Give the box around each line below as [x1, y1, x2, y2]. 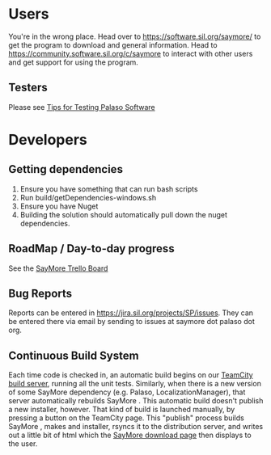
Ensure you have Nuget [19, 201, 99, 211]
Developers [8, 130, 87, 149]
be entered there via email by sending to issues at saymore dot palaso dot [8, 317, 255, 327]
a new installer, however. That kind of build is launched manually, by [8, 405, 235, 415]
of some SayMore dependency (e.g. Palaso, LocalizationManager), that [8, 387, 246, 397]
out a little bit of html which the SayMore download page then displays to [8, 430, 252, 440]
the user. [8, 439, 38, 449]
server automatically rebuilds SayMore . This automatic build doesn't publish [8, 396, 264, 406]
